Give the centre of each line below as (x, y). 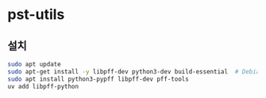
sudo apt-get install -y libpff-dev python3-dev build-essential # (123, 72)
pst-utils (36, 15)
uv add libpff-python (43, 86)
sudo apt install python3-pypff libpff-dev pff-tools (98, 79)
